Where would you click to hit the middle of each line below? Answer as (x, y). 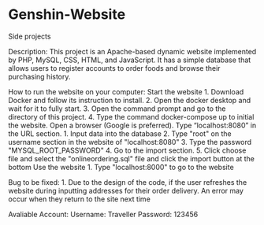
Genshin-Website (67, 15)
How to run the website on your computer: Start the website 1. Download (126, 91)
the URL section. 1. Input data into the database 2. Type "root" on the (120, 133)
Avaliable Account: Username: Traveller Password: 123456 (103, 214)
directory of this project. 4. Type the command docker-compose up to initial (131, 116)
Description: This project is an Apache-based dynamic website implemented (132, 51)
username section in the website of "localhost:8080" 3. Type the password (130, 142)
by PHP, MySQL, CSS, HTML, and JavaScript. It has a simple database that (130, 60)
